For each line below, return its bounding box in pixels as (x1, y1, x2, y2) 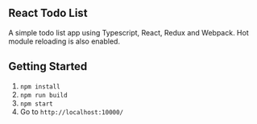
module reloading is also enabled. (8, 36, 121, 46)
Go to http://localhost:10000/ (19, 106, 124, 116)
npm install (19, 82, 60, 91)
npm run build (19, 91, 68, 99)
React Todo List (8, 6, 88, 20)
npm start (19, 100, 54, 108)
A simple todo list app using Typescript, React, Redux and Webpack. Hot (8, 27, 249, 37)
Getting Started (8, 60, 88, 73)
